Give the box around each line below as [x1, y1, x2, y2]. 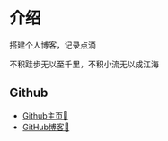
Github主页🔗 [22, 110, 69, 121]
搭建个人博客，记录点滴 [9, 40, 96, 50]
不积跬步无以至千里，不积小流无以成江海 [9, 58, 159, 69]
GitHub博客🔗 [22, 121, 70, 132]
